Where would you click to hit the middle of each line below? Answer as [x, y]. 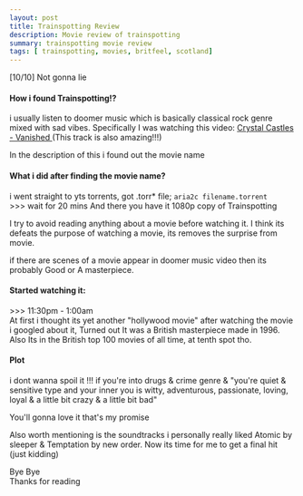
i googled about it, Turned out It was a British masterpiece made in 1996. [145, 330]
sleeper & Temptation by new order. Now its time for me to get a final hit [144, 444]
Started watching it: [48, 290]
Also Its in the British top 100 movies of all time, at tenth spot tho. [131, 339]
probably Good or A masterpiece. [72, 269]
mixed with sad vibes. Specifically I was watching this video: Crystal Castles [152, 128]
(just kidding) [34, 453]
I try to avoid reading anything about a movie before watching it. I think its [147, 223]
